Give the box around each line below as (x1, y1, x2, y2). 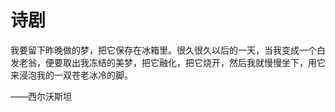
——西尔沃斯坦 (10, 90, 72, 102)
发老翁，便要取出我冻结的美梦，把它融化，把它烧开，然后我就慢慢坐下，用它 (10, 56, 326, 68)
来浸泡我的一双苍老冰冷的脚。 (10, 69, 133, 81)
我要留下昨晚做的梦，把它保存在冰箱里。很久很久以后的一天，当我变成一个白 (10, 44, 326, 56)
